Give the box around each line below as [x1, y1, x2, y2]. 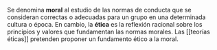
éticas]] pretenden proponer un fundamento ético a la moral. [7, 35, 179, 43]
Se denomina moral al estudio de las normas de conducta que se [7, 6, 192, 14]
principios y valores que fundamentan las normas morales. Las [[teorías [7, 27, 211, 36]
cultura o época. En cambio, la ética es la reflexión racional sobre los [7, 21, 203, 28]
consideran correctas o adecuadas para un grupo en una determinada [7, 13, 206, 21]
